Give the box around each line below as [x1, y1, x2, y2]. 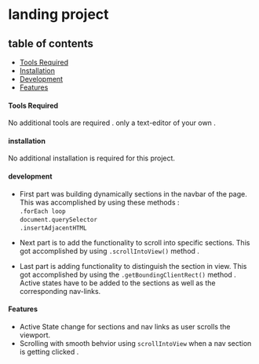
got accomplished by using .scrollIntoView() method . [19, 246, 200, 256]
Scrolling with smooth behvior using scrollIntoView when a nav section [19, 338, 252, 347]
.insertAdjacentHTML [19, 224, 87, 232]
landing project [8, 6, 109, 24]
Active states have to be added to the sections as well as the [19, 278, 216, 288]
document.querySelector [19, 215, 98, 223]
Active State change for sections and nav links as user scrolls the [19, 322, 231, 331]
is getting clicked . [19, 347, 79, 356]
